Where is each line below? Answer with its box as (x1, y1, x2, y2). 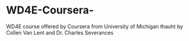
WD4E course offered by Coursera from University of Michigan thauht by (6, 23, 184, 30)
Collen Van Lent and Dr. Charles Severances (6, 29, 114, 36)
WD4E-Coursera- (6, 4, 94, 17)
